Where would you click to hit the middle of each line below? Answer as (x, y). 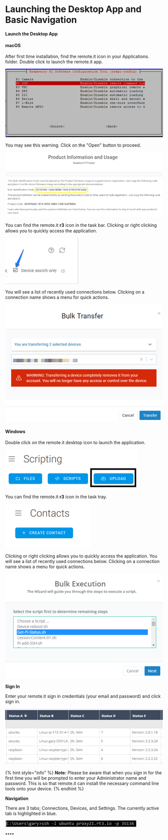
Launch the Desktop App (31, 34)
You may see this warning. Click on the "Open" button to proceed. (73, 145)
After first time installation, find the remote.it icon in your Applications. (77, 57)
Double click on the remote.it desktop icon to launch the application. (75, 443)
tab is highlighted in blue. (31, 813)
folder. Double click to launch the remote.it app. (54, 62)
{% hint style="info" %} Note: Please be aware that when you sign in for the (83, 773)
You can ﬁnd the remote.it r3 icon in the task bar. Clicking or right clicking (81, 225)
